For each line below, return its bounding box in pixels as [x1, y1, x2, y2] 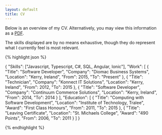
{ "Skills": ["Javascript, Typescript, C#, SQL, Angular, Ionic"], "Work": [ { [5, 64, 149, 69]
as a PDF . [5, 30, 24, 36]
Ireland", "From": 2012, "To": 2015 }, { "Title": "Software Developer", [5, 84, 141, 90]
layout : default [5, 7, 38, 12]
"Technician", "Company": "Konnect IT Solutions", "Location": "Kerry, [5, 79, 144, 85]
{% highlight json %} [5, 54, 47, 60]
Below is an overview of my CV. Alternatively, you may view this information [5, 25, 157, 31]
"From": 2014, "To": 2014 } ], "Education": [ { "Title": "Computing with [5, 94, 144, 100]
